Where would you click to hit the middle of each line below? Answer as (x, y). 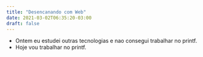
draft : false (23, 23)
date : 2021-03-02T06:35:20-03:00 (49, 18)
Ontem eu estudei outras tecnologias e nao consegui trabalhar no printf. (106, 41)
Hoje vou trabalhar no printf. (51, 47)
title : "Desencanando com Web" (46, 12)
